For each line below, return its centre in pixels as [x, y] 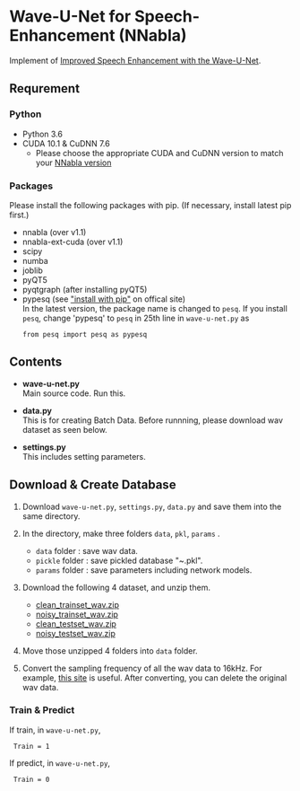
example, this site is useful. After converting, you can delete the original [154, 677]
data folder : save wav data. [87, 550]
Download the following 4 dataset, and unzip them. [116, 587]
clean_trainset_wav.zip [77, 604]
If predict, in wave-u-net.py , [60, 763]
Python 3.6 [42, 134]
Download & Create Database [93, 485]
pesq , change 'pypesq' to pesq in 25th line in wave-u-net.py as [136, 318]
